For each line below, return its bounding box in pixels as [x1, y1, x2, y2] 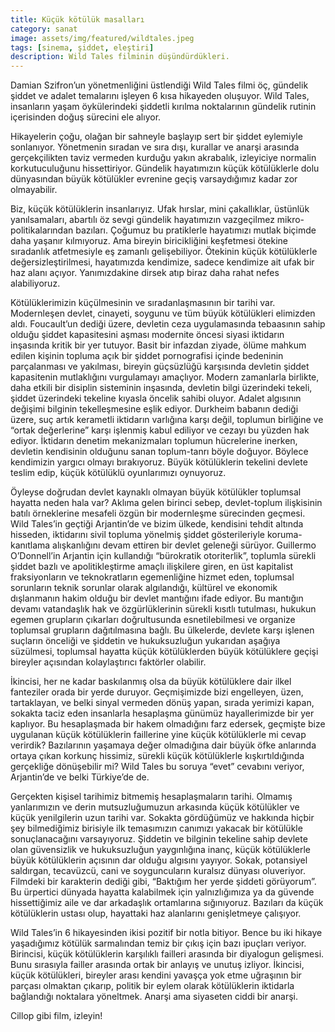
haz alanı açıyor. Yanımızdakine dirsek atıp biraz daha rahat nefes [10, 267, 280, 279]
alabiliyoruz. [10, 277, 61, 290]
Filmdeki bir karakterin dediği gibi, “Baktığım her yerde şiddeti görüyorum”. [10, 876, 317, 888]
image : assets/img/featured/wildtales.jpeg [10, 33, 195, 43]
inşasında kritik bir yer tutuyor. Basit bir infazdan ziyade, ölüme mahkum [10, 339, 307, 351]
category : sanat [10, 24, 78, 34]
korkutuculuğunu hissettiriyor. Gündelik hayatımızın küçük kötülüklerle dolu [10, 162, 320, 175]
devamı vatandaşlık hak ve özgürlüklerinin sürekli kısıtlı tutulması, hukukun [10, 603, 317, 615]
